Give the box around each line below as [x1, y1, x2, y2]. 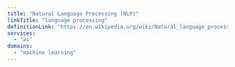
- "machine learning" [13, 50, 77, 57]
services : [7, 29, 36, 37]
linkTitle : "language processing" [7, 17, 108, 24]
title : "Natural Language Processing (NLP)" [7, 10, 139, 17]
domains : [7, 43, 33, 50]
